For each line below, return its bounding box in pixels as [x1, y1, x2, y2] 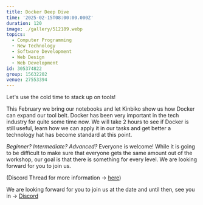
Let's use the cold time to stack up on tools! [6, 94, 116, 101]
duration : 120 [6, 20, 43, 26]
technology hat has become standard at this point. [6, 131, 132, 139]
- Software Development [12, 49, 72, 55]
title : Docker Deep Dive [6, 9, 69, 15]
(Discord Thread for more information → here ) [6, 174, 122, 181]
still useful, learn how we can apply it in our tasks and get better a [6, 125, 171, 132]
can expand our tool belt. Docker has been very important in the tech [6, 112, 179, 119]
